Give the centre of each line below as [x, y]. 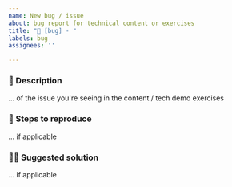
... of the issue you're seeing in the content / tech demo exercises [116, 98]
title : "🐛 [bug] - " [43, 30]
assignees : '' [32, 46]
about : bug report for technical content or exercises [102, 23]
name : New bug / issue [46, 16]
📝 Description [35, 81]
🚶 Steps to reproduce [50, 119]
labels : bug [28, 38]
